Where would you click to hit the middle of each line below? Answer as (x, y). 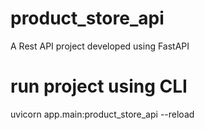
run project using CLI (99, 86)
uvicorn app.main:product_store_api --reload (102, 114)
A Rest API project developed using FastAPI (100, 46)
